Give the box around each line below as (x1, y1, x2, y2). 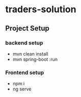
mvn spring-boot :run (12, 56, 58, 62)
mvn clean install (12, 51, 48, 57)
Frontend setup (5, 69, 44, 76)
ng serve (12, 86, 32, 92)
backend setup (5, 39, 43, 46)
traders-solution (5, 4, 76, 15)
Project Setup (5, 24, 50, 33)
